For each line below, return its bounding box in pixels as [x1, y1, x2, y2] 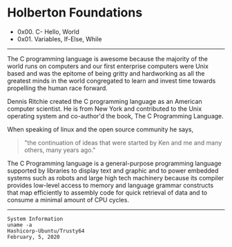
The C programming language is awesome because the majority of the [7, 54, 209, 63]
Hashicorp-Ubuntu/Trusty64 [7, 227, 85, 235]
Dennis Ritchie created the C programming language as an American [7, 97, 202, 105]
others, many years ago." [23, 146, 96, 154]
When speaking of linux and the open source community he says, [7, 125, 194, 133]
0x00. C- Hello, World [17, 28, 79, 36]
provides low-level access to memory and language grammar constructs [7, 181, 214, 189]
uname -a [7, 222, 32, 228]
